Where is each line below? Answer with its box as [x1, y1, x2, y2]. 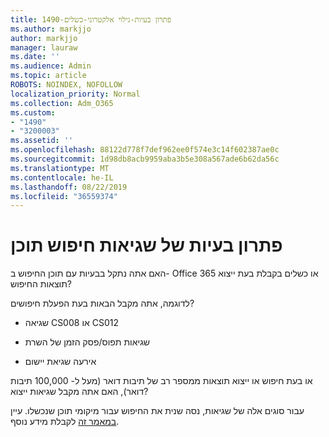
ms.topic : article [10, 71, 87, 81]
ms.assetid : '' [10, 136, 74, 146]
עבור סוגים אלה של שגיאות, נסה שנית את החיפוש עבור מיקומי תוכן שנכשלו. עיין [10, 405, 305, 417]
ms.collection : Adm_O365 [10, 98, 114, 108]
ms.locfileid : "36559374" [10, 191, 118, 201]
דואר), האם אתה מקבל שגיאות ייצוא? [10, 386, 149, 398]
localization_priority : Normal [10, 89, 141, 99]
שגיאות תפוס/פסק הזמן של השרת [24, 336, 151, 348]
